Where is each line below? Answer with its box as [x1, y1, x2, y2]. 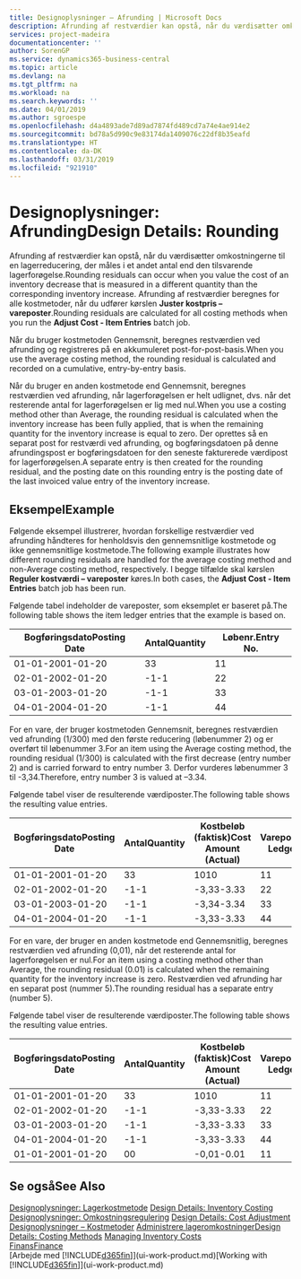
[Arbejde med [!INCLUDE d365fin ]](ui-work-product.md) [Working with [9, 1249, 268, 1260]
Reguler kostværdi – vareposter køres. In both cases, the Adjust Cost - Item [9, 573, 291, 584]
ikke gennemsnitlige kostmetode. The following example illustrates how [9, 544, 271, 556]
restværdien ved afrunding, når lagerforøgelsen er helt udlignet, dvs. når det [9, 390, 291, 401]
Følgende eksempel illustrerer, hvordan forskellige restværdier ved [9, 526, 254, 536]
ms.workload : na [9, 88, 70, 97]
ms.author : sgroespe [9, 113, 87, 122]
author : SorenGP [9, 47, 70, 56]
